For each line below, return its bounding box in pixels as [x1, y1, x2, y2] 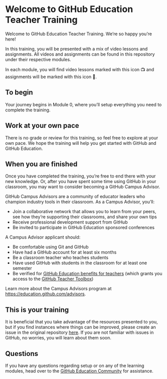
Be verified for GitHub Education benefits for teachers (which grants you [12, 271, 162, 277]
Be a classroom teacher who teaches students [12, 255, 109, 261]
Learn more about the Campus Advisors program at [5, 286, 112, 292]
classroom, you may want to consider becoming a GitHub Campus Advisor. [5, 184, 160, 190]
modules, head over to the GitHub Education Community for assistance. [5, 368, 154, 374]
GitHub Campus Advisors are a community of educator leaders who [5, 194, 145, 200]
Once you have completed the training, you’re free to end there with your [5, 173, 156, 179]
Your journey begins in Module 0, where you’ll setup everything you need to [5, 101, 162, 107]
